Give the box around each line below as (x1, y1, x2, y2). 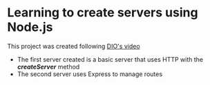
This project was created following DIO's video (7, 42, 140, 50)
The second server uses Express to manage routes (17, 70, 163, 78)
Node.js (7, 19, 53, 35)
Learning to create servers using (7, 5, 198, 21)
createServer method (17, 62, 80, 71)
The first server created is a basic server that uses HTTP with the (17, 55, 204, 63)
